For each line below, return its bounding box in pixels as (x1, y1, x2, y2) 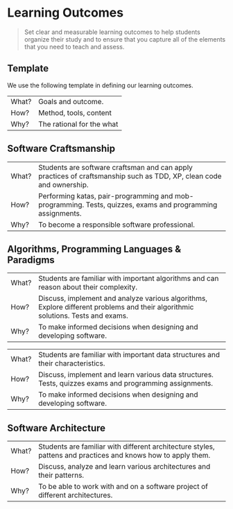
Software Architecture (7, 422, 106, 434)
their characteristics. (37, 359, 105, 368)
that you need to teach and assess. (24, 42, 125, 51)
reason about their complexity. (37, 282, 138, 292)
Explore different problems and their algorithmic (37, 302, 194, 312)
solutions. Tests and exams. (37, 311, 128, 320)
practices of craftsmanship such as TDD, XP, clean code (37, 171, 222, 181)
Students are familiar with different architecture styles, (37, 442, 215, 451)
